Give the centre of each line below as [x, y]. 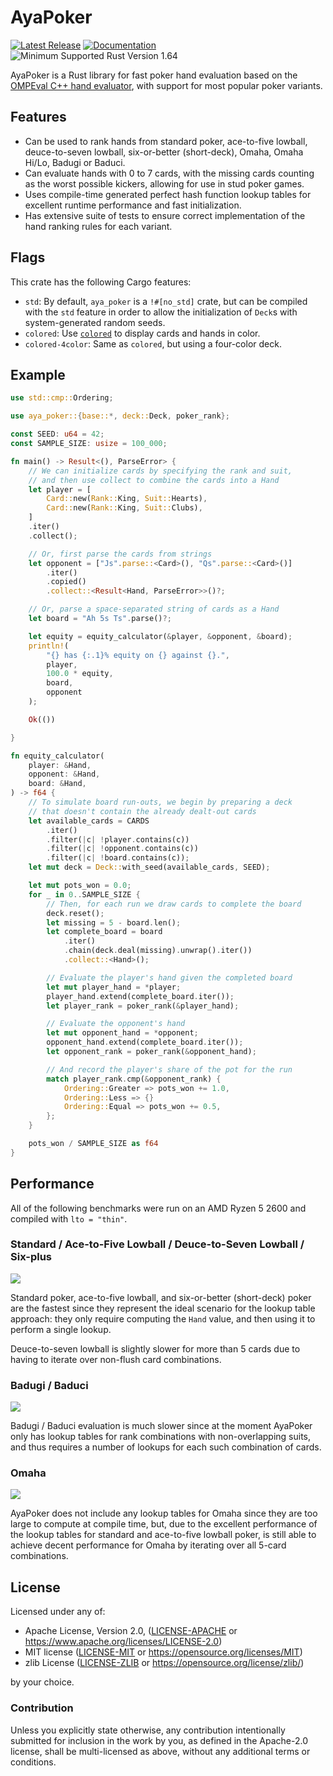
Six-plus [31, 1257]
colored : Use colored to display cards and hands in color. [142, 333]
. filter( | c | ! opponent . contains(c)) [122, 849]
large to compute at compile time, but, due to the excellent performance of [164, 1524]
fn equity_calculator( [57, 756]
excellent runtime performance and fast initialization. [133, 205]
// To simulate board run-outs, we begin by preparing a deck [160, 802]
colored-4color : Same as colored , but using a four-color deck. [153, 343]
